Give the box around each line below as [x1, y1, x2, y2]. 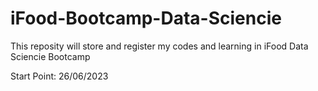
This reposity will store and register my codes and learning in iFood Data [10, 40, 309, 52]
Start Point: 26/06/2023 [10, 70, 109, 82]
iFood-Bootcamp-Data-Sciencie [10, 7, 282, 30]
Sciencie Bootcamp [10, 50, 91, 62]
